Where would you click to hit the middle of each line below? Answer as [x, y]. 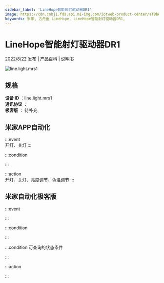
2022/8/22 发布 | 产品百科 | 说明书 [40, 59]
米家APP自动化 [28, 127]
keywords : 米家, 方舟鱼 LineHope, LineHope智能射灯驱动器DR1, [65, 19]
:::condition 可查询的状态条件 [34, 247]
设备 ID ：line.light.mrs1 [29, 98]
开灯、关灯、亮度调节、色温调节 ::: [40, 180]
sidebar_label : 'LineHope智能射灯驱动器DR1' [48, 10]
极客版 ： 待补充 [21, 110]
